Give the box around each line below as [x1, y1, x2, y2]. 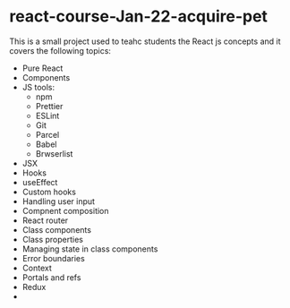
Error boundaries [21, 252, 85, 263]
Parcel [35, 129, 60, 140]
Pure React [21, 63, 64, 73]
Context [21, 262, 52, 273]
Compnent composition [21, 205, 109, 216]
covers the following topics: [9, 45, 112, 56]
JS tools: [21, 81, 55, 92]
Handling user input [21, 195, 96, 207]
